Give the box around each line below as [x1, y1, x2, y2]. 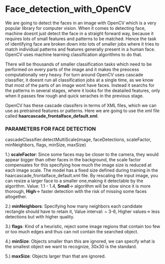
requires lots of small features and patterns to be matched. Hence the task [5, 36, 157, 42]
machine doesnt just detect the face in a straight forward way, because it [5, 30, 154, 36]
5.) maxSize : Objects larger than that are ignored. [5, 253, 106, 259]
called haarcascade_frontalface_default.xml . [5, 113, 99, 119]
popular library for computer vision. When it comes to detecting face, [5, 25, 146, 31]
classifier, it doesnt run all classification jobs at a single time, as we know [5, 77, 154, 83]
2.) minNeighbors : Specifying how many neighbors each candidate [5, 203, 143, 209]
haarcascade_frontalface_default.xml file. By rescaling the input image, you [5, 173, 158, 179]
